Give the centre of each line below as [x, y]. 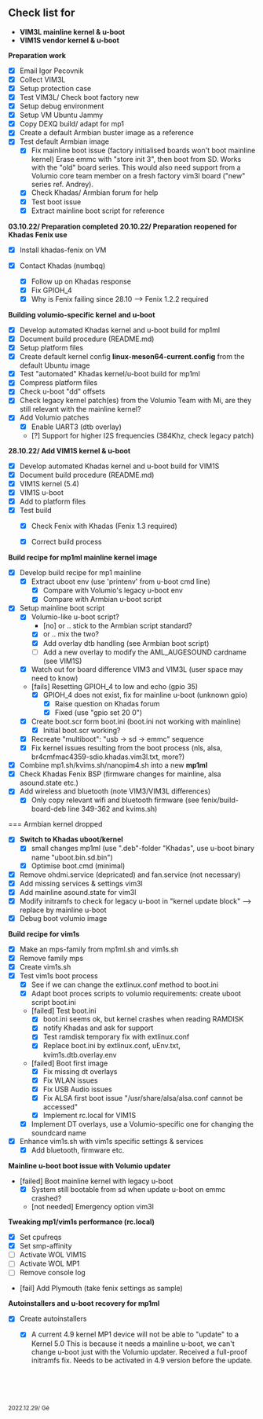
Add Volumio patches [54, 418]
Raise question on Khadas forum [107, 703]
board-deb [49, 809]
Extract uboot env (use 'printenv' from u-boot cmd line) [121, 581]
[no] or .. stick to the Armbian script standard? [117, 626]
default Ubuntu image [55, 365]
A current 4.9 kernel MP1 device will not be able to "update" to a [135, 1334]
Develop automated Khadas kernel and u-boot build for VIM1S [119, 466]
